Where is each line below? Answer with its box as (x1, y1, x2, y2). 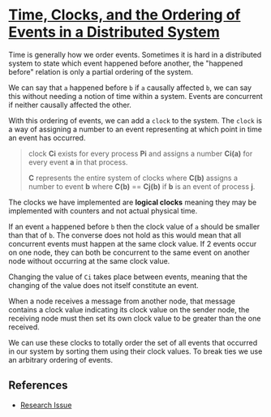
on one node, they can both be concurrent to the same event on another (8, 247, 250, 257)
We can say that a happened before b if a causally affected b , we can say (8, 83, 252, 92)
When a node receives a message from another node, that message (8, 296, 235, 306)
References (8, 379, 68, 393)
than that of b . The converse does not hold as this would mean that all (8, 230, 242, 240)
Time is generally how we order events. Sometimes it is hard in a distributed (8, 49, 262, 59)
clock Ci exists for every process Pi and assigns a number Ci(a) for (28, 148, 253, 158)
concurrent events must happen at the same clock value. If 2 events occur (8, 239, 257, 248)
